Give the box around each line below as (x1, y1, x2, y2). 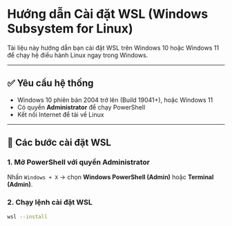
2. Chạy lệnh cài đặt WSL (7, 198, 93, 207)
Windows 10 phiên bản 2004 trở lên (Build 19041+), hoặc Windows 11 (17, 96, 213, 104)
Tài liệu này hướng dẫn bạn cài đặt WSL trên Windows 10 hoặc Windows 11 (7, 43, 220, 52)
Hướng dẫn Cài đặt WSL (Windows (7, 6, 209, 22)
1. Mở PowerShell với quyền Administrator (7, 158, 151, 167)
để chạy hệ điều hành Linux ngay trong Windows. (7, 51, 148, 59)
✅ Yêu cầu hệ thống (7, 77, 94, 89)
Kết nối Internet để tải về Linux (17, 110, 105, 119)
